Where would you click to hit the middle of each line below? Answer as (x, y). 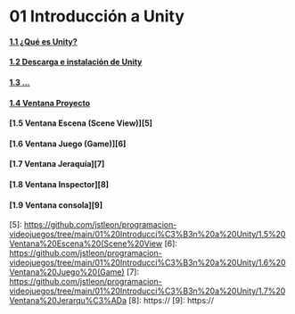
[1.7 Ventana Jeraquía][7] (57, 164)
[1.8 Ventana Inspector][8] (59, 184)
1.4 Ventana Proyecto (50, 103)
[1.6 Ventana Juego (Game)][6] (68, 144)
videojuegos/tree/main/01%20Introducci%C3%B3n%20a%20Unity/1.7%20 (147, 291)
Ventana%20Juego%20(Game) (67, 272)
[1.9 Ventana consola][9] (56, 205)
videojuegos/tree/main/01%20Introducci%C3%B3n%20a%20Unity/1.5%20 (147, 235)
